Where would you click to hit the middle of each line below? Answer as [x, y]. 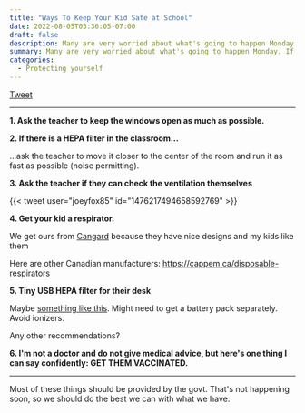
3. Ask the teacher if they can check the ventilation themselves [131, 183]
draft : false [34, 35]
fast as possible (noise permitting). [74, 166]
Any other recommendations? [65, 335]
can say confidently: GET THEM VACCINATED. [99, 363]
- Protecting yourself [60, 69]
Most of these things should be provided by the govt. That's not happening [150, 388]
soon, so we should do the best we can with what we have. [120, 398]
